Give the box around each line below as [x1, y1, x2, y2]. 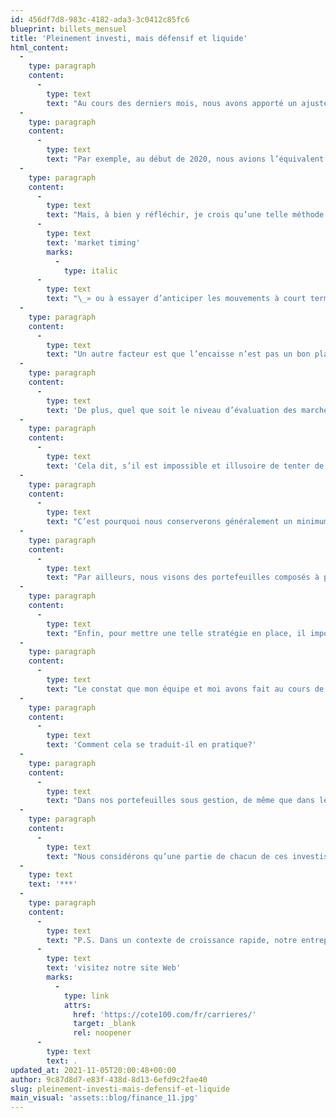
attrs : [63, 1000, 92, 1010]
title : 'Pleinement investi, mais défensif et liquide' [10, 33, 248, 43]
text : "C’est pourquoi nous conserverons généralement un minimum [46, 517, 329, 527]
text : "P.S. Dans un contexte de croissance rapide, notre [46, 935, 298, 945]
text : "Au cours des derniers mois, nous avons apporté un [46, 98, 298, 108]
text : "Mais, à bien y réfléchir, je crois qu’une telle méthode [46, 210, 325, 220]
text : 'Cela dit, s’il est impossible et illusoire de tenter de [46, 461, 325, 471]
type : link [63, 991, 110, 1001]
